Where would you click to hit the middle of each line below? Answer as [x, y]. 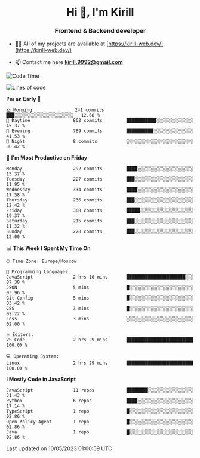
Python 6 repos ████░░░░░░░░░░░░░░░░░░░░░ [100, 401]
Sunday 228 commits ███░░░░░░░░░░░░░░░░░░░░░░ [100, 232]
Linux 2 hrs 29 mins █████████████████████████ [100, 363]
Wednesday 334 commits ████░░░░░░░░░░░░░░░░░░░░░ [100, 190]
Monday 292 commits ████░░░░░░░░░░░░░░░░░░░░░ [100, 169]
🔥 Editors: [20, 335]
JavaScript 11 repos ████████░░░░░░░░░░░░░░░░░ [100, 390]
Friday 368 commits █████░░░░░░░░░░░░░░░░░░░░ [100, 211]
